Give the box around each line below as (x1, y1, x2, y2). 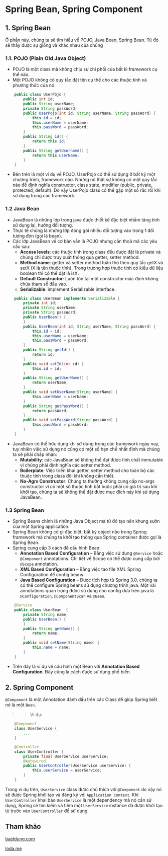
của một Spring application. (12, 523, 70, 529)
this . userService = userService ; (32, 768, 102, 773)
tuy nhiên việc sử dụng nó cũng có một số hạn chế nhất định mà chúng (12, 446, 160, 452)
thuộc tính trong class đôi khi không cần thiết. (20, 473, 115, 479)
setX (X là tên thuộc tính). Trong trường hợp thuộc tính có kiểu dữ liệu (20, 265, 163, 271)
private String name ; (23, 612, 69, 617)
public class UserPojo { (14, 92, 66, 97)
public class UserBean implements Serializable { (14, 296, 120, 301)
